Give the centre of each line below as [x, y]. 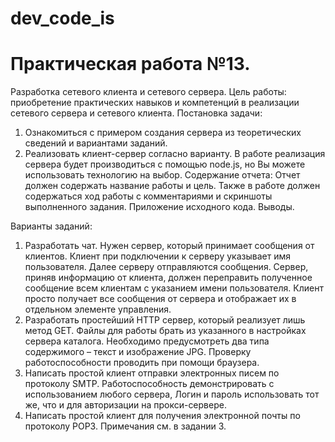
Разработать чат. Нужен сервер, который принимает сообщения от [169, 246]
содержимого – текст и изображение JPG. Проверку [138, 352]
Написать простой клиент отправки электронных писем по [152, 373]
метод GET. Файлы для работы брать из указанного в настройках [165, 331]
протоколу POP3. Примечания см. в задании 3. [125, 426]
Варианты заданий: [51, 226]
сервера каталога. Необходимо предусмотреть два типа [147, 341]
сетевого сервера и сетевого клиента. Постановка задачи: [136, 113]
